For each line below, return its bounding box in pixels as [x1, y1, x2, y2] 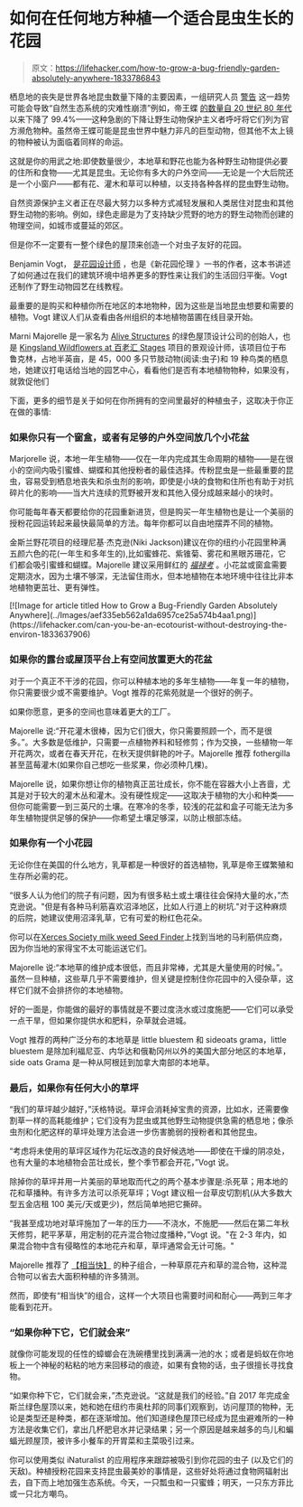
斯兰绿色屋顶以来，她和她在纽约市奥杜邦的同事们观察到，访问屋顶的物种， [9, 1401, 286, 1412]
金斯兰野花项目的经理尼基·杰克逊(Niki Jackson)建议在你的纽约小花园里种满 [9, 537, 287, 548]
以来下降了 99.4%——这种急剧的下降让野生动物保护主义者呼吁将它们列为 [9, 114, 281, 125]
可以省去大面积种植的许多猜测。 [24, 1271, 144, 1282]
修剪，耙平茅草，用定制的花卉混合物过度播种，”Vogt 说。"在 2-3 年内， [16, 1230, 280, 1240]
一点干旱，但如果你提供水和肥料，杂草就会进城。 [9, 1015, 191, 1025]
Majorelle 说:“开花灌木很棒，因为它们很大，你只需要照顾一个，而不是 [9, 725, 264, 736]
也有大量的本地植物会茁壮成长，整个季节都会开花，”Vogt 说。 [9, 1157, 234, 1168]
